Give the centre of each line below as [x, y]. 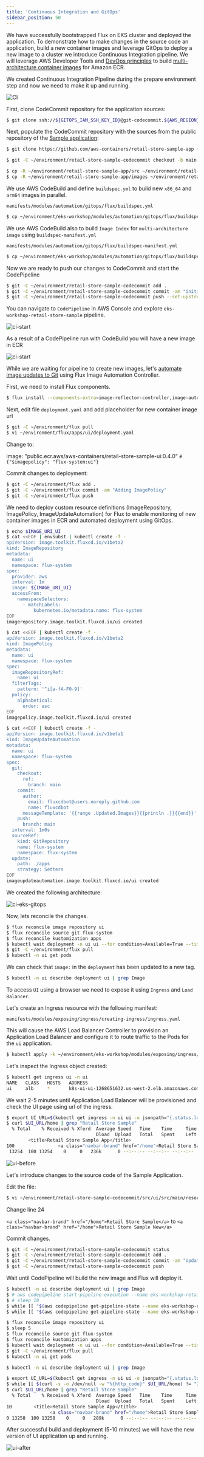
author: [32, 796]
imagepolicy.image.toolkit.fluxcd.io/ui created [69, 718]
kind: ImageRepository [35, 548]
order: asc [36, 706]
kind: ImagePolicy [29, 644]
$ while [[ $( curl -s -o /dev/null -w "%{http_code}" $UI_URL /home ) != [99, 1384]
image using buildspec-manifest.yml [52, 235]
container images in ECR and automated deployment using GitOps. [90, 520]
